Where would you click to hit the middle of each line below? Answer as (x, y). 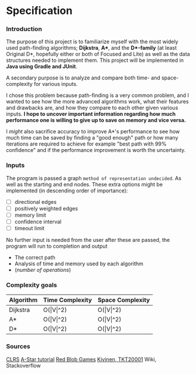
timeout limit (30, 228)
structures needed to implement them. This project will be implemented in (95, 60)
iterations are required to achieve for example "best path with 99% (86, 144)
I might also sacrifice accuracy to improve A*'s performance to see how (93, 131)
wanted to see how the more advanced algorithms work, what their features (97, 102)
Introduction (24, 29)
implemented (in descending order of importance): (67, 191)
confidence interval (38, 221)
